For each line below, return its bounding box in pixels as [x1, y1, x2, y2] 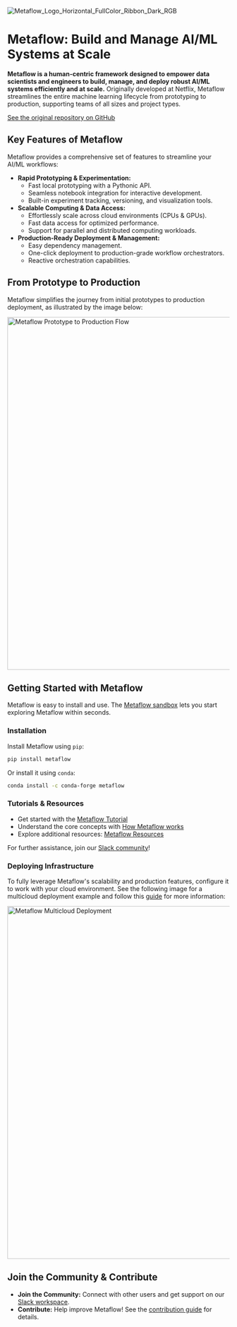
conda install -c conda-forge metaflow [7, 782, 125, 789]
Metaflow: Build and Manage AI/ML [7, 32, 218, 47]
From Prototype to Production [7, 277, 141, 289]
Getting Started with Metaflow [7, 681, 143, 694]
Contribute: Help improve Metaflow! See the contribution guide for [17, 1305, 212, 1314]
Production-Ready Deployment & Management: [17, 234, 160, 242]
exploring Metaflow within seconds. [7, 708, 111, 717]
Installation [7, 726, 47, 736]
